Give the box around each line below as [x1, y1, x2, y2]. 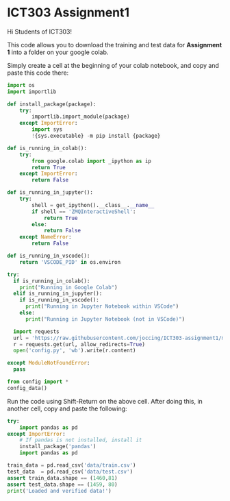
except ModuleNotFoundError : [7, 360, 90, 367]
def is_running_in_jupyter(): [7, 189, 94, 196]
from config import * [7, 378, 69, 385]
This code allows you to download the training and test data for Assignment [7, 40, 222, 49]
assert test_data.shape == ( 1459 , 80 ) [7, 481, 118, 488]
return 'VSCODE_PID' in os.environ [19, 258, 121, 265]
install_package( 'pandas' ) [19, 443, 97, 450]
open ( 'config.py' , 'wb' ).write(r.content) [13, 347, 136, 354]
